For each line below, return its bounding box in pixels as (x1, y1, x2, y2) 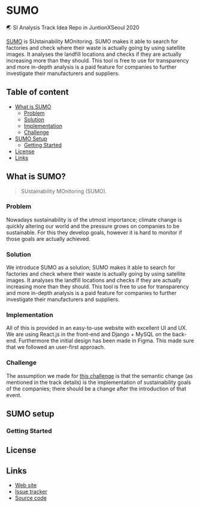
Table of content (6, 87, 69, 97)
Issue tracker (14, 488, 48, 496)
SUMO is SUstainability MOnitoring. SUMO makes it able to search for (6, 37, 178, 45)
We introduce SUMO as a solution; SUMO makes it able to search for (6, 264, 175, 271)
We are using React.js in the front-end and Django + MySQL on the (6, 331, 171, 338)
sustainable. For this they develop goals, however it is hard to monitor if (6, 229, 183, 236)
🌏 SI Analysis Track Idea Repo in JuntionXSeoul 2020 (6, 23, 140, 31)
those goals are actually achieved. (6, 235, 91, 242)
